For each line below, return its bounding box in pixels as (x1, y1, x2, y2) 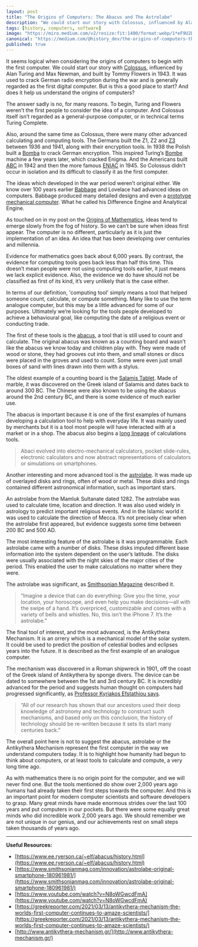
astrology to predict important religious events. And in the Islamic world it (6, 507, 184, 514)
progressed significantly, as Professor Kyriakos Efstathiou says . (6, 690, 161, 697)
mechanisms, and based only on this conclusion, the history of (20, 714, 173, 721)
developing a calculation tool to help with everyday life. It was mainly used (6, 417, 187, 424)
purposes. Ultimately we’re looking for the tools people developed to (6, 308, 173, 315)
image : (6, 31, 22, 37)
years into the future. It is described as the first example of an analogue (6, 647, 180, 654)
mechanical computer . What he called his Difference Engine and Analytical (6, 198, 187, 205)
